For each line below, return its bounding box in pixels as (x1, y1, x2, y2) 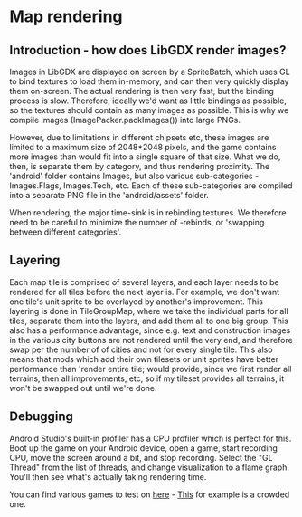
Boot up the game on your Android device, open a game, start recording (9, 442, 278, 454)
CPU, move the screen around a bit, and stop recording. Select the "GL (9, 452, 273, 463)
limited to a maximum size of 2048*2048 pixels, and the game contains (9, 142, 277, 152)
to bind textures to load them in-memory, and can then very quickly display (9, 76, 289, 87)
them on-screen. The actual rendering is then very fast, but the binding (9, 86, 274, 96)
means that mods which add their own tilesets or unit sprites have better (9, 353, 278, 364)
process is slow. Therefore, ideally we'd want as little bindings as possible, (9, 95, 287, 106)
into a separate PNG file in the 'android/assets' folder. (9, 190, 210, 200)
